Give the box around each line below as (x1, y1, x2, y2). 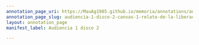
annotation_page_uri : (6, 8, 60, 15)
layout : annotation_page (6, 19, 68, 25)
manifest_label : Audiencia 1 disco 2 (6, 25, 99, 31)
